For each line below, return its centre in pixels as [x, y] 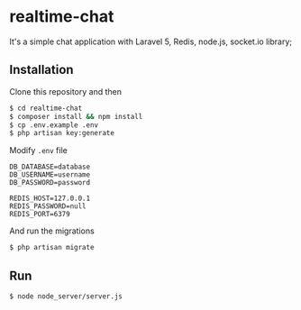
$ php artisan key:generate [62, 133]
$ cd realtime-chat [46, 108]
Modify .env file [38, 150]
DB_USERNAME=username [50, 175]
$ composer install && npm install [76, 116]
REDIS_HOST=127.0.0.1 [50, 199]
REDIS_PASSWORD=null [48, 206]
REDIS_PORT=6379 [40, 214]
